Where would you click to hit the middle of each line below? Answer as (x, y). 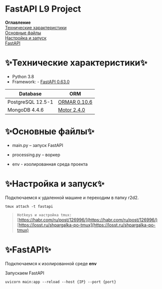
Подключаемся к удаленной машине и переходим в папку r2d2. (72, 198)
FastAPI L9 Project (43, 9)
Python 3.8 (23, 76)
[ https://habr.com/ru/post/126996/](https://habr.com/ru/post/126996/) (87, 219)
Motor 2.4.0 (72, 109)
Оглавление (18, 22)
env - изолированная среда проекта (50, 164)
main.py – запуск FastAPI (37, 145)
